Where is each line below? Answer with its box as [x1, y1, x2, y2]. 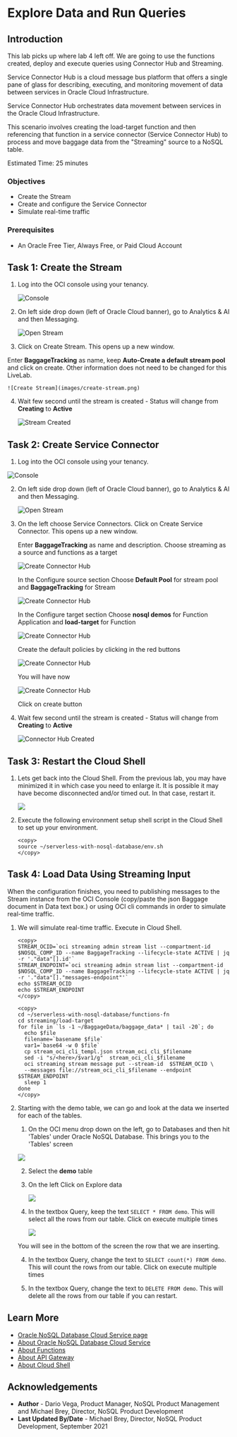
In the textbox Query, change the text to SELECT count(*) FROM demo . [28, 1255, 226, 1263]
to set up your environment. [17, 823, 99, 832]
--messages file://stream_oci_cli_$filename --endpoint [24, 1067, 192, 1074]
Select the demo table [28, 1166, 93, 1175]
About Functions [17, 1345, 66, 1354]
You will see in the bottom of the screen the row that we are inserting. [17, 1242, 220, 1250]
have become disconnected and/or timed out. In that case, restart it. [17, 789, 216, 798]
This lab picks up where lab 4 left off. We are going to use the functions [7, 51, 215, 60]
